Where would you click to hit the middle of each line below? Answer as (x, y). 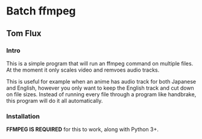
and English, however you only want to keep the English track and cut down (100, 88)
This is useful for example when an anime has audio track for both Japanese (101, 81)
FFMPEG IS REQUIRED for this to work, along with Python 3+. (82, 129)
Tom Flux (24, 33)
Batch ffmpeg (41, 11)
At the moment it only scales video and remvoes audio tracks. (83, 70)
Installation (23, 116)
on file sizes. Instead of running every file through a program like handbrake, (101, 94)
